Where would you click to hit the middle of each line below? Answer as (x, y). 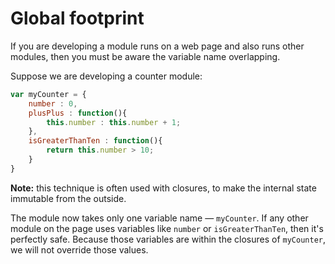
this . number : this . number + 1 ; (114, 122)
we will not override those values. (79, 249)
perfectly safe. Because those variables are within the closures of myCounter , (168, 239)
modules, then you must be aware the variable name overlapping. (145, 56)
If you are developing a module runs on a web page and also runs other (157, 46)
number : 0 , (53, 103)
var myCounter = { (48, 94)
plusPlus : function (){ (78, 113)
